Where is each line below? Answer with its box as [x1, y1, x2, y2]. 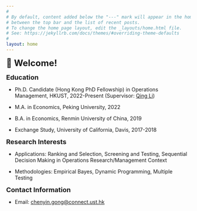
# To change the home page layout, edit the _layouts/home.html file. [6, 25, 182, 31]
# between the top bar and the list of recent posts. [6, 19, 141, 25]
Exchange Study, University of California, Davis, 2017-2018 [14, 126, 157, 133]
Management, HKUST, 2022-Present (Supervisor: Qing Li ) [14, 92, 155, 99]
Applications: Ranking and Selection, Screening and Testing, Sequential [14, 150, 188, 157]
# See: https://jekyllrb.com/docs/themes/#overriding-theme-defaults [6, 30, 180, 36]
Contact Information [6, 185, 72, 194]
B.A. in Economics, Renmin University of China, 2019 [14, 115, 142, 122]
